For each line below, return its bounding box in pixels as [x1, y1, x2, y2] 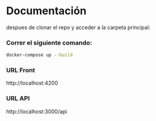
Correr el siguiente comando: [6, 39, 93, 47]
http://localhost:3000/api [6, 108, 67, 115]
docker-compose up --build [6, 52, 73, 58]
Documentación [6, 4, 87, 18]
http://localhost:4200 [6, 79, 58, 87]
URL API [6, 94, 30, 103]
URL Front [6, 66, 36, 75]
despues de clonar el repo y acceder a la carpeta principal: [6, 24, 151, 31]
